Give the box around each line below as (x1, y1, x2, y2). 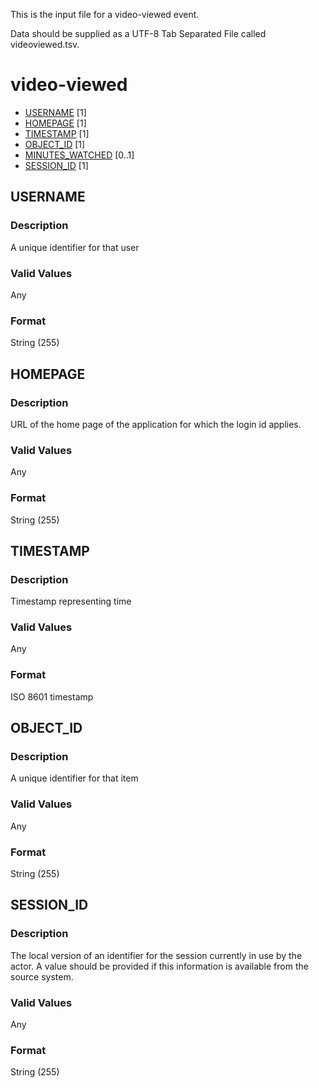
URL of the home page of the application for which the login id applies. (10, 418, 302, 430)
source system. (10, 970, 74, 983)
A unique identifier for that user (10, 241, 140, 253)
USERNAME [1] (24, 106, 87, 118)
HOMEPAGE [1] (24, 117, 87, 129)
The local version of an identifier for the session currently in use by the (10, 949, 303, 961)
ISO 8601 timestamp (10, 690, 94, 703)
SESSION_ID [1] (24, 159, 89, 171)
